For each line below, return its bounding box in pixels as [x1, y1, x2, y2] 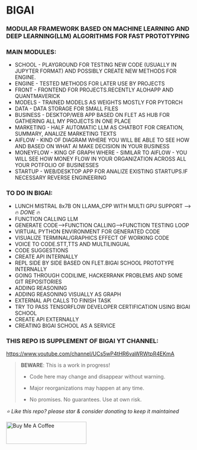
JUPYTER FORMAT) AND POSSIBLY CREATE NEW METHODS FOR [14, 67, 177, 74]
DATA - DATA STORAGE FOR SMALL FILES [14, 105, 118, 112]
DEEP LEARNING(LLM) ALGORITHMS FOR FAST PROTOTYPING [6, 32, 190, 40]
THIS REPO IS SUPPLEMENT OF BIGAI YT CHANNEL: [6, 337, 159, 345]
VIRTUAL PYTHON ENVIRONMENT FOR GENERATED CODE [14, 228, 160, 235]
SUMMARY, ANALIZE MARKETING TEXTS [14, 131, 117, 138]
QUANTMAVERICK [14, 93, 60, 100]
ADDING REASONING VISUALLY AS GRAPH [14, 291, 121, 298]
